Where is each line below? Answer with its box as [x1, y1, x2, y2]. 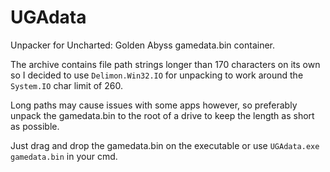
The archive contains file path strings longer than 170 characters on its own [10, 58, 321, 70]
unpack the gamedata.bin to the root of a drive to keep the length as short [10, 109, 315, 121]
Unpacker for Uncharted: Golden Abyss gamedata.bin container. [10, 39, 276, 51]
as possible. [10, 120, 60, 132]
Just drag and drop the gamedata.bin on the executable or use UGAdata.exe [10, 139, 320, 151]
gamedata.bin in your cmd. [10, 150, 118, 162]
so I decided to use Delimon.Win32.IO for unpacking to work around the [10, 69, 304, 81]
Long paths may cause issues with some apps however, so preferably [10, 99, 298, 111]
